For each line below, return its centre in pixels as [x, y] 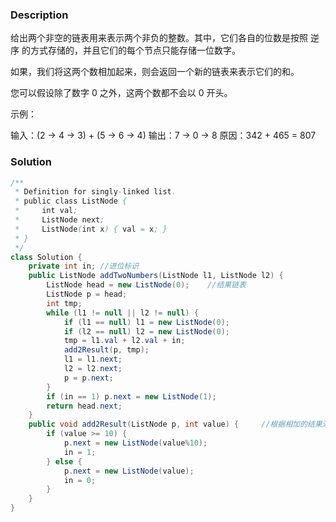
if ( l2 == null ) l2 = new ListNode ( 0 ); [146, 331]
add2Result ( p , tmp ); [106, 350]
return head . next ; [84, 406]
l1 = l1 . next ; [93, 359]
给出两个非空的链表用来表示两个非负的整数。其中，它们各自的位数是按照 [159, 38]
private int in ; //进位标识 [84, 266]
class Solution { [46, 257]
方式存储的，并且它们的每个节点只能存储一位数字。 [135, 50]
